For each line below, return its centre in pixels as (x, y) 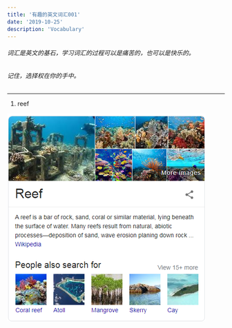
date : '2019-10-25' (35, 22)
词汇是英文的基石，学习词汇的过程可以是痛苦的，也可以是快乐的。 (101, 52)
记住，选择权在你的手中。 (43, 75)
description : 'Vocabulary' (46, 29)
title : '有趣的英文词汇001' (44, 14)
